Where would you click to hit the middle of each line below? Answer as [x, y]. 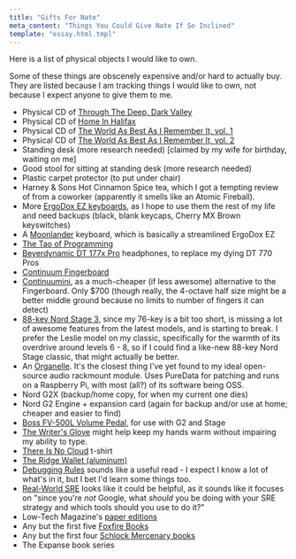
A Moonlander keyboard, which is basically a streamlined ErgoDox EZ [148, 235]
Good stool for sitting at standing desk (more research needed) [137, 168]
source [35, 376]
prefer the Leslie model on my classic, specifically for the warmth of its [151, 338]
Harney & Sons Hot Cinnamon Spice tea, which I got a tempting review [150, 188]
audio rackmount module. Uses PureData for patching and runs [164, 376]
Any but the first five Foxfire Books [85, 526]
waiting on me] [49, 159]
